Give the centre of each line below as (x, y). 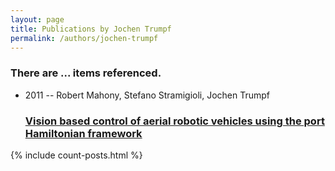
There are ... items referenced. (86, 73)
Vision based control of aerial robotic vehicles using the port (174, 121)
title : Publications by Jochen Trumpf (91, 29)
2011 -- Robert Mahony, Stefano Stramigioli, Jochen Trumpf (147, 95)
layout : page (37, 19)
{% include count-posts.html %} (76, 155)
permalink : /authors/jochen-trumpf (84, 38)
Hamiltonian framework (83, 133)
